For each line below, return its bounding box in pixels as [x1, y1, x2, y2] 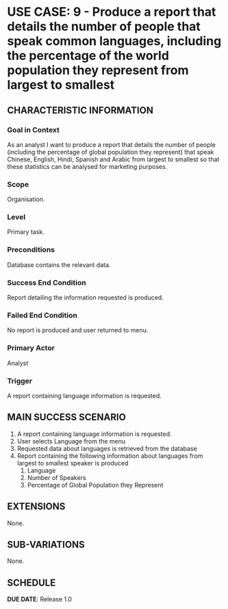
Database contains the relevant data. [7, 260, 111, 268]
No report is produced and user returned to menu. [7, 326, 149, 334]
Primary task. [7, 228, 45, 236]
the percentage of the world [7, 48, 170, 64]
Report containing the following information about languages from [16, 451, 203, 460]
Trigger [7, 376, 33, 385]
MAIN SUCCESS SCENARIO [7, 411, 127, 423]
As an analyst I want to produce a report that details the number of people [7, 140, 216, 148]
